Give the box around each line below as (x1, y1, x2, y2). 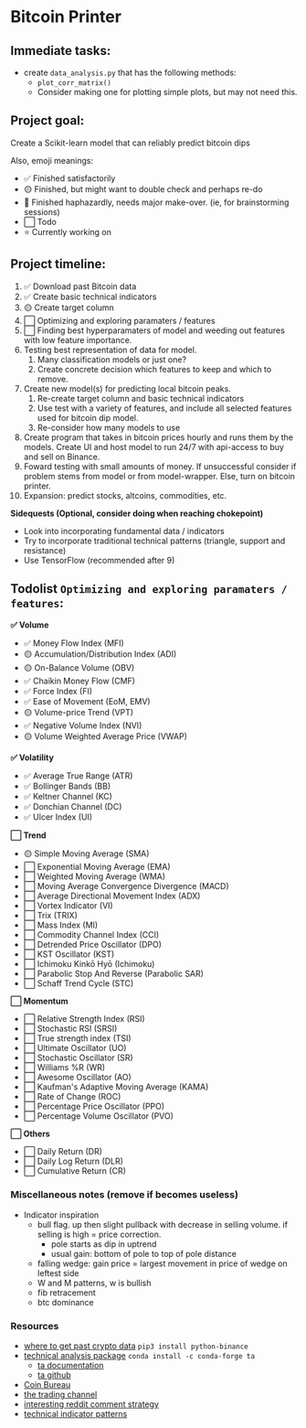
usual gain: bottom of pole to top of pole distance (50, 1248, 237, 1259)
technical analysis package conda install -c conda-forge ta (23, 1350, 255, 1361)
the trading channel (23, 1389, 98, 1401)
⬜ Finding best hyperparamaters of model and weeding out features (23, 325, 286, 336)
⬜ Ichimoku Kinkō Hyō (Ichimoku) (23, 959, 155, 970)
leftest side (37, 1267, 79, 1278)
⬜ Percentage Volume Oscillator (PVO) (23, 1111, 174, 1122)
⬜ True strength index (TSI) (23, 1033, 132, 1044)
